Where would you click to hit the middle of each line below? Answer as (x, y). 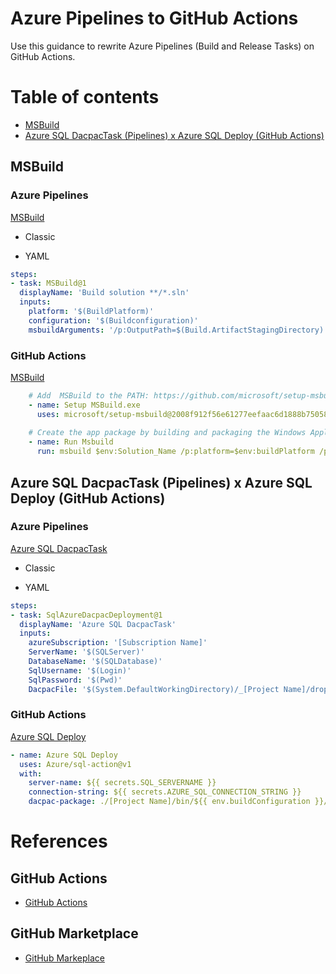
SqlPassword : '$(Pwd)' (75, 680)
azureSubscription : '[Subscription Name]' (118, 643)
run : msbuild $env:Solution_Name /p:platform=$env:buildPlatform (175, 452)
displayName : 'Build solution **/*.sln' (104, 293)
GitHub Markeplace (64, 958)
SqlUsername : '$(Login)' (80, 670)
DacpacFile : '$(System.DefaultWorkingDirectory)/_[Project (154, 689)
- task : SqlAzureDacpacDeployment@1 (86, 615)
